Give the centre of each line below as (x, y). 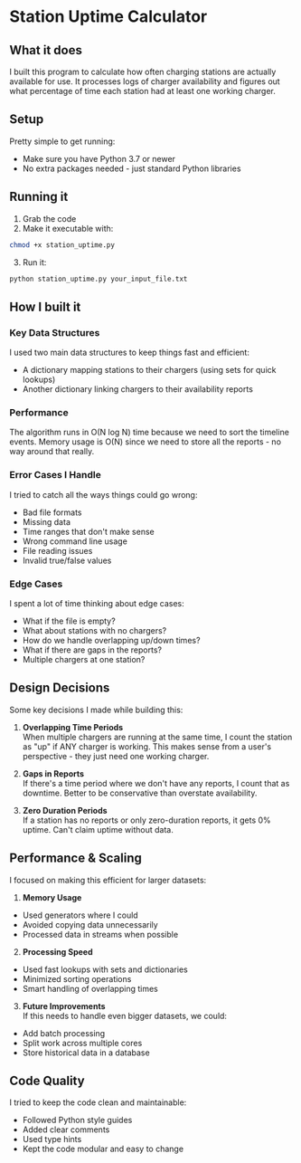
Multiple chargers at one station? (84, 659)
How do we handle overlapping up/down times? (111, 640)
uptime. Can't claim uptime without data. (98, 829)
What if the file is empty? (69, 621)
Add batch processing (64, 1033)
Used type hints (52, 1139)
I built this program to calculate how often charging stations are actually (143, 71)
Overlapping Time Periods (73, 727)
